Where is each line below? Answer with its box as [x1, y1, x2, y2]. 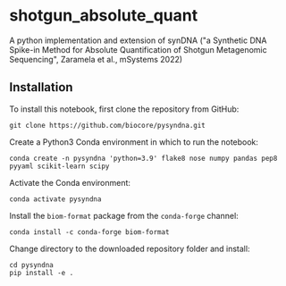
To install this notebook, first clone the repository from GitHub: [9, 104, 240, 114]
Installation [9, 80, 73, 95]
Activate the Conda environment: [9, 177, 131, 188]
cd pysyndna [9, 260, 54, 269]
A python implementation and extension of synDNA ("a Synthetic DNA [9, 35, 267, 46]
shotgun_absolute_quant [9, 5, 198, 26]
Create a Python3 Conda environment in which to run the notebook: [9, 136, 259, 147]
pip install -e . [9, 268, 74, 277]
